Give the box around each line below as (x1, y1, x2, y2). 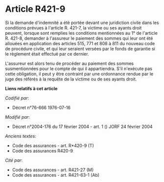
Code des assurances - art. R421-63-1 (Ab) (12, 172, 99, 178)
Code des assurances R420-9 (12, 148, 73, 154)
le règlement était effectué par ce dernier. (5, 51, 89, 57)
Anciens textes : (5, 133, 37, 139)
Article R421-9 (5, 3, 66, 15)
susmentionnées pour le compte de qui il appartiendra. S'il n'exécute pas (5, 65, 153, 72)
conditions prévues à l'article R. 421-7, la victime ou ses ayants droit (5, 25, 142, 30)
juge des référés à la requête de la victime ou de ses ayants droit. (5, 76, 137, 82)
